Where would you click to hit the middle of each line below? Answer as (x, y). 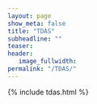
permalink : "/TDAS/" (42, 69)
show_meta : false (37, 24)
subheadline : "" (35, 39)
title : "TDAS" (32, 31)
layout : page (30, 16)
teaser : (21, 46)
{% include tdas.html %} (48, 92)
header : (21, 54)
